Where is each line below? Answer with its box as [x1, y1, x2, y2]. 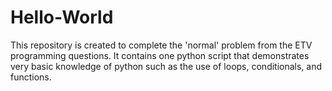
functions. [10, 71, 52, 83]
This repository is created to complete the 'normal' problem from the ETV [10, 39, 313, 51]
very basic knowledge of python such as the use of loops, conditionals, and [10, 60, 323, 72]
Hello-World [10, 6, 114, 29]
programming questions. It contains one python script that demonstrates [10, 49, 310, 61]
